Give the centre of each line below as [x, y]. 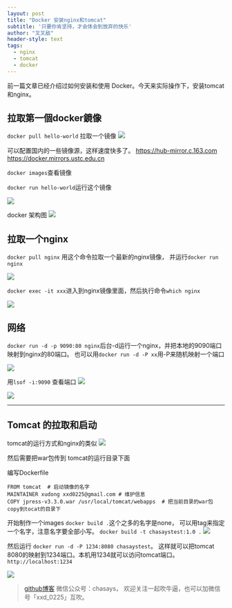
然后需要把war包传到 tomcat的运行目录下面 [69, 458]
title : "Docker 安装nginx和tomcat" [57, 20]
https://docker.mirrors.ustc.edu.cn [56, 158]
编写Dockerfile [28, 472]
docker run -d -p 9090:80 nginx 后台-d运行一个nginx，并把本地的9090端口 [115, 346]
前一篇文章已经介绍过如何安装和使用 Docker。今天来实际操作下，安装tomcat [116, 85]
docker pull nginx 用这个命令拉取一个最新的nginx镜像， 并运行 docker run [113, 257]
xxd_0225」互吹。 [62, 597]
